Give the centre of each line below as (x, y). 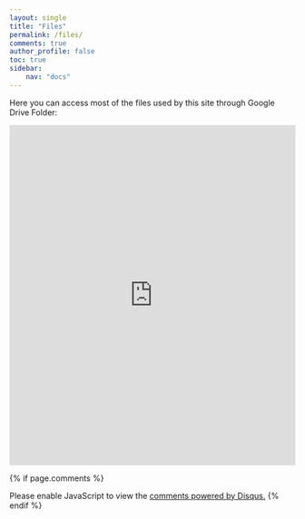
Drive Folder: (34, 112)
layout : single (38, 18)
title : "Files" (38, 26)
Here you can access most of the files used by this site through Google (142, 103)
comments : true (38, 43)
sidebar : (26, 69)
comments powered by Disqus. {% (214, 495)
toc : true (28, 60)
